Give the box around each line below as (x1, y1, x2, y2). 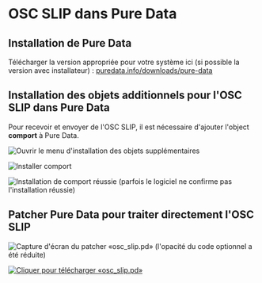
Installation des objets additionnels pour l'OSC (8, 89, 243, 102)
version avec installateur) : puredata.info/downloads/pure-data (8, 66, 213, 75)
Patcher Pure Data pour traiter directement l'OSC (8, 208, 255, 222)
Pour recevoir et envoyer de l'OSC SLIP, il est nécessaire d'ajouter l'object (8, 122, 249, 132)
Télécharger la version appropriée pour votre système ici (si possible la (8, 57, 240, 67)
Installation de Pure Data (8, 36, 132, 50)
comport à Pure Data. (8, 130, 79, 140)
